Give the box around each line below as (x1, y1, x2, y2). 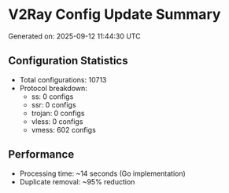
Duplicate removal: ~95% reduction (19, 177, 135, 186)
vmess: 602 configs (31, 125, 96, 134)
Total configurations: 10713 (19, 75, 107, 84)
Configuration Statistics (8, 54, 128, 67)
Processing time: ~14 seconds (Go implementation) (19, 169, 187, 178)
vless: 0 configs (31, 116, 83, 126)
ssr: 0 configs (31, 100, 76, 109)
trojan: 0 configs (31, 108, 85, 118)
